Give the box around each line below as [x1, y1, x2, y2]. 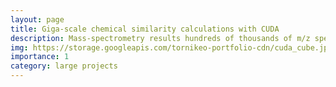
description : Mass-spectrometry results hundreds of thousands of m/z [10, 33, 311, 43]
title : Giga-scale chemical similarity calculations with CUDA [10, 24, 280, 34]
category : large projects [10, 61, 118, 71]
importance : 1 [10, 52, 70, 62]
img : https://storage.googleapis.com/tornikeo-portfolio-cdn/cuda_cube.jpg [10, 42, 333, 53]
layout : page [10, 14, 65, 25]
